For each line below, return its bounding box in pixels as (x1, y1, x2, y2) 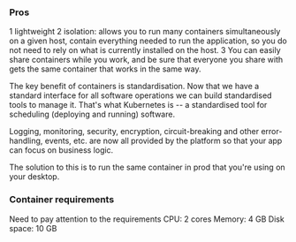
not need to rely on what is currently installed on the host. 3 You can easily (9, 45, 281, 56)
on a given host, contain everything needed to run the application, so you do (9, 35, 287, 46)
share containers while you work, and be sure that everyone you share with (9, 55, 284, 65)
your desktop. (9, 171, 60, 182)
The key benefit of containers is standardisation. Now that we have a (9, 81, 260, 92)
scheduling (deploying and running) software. (9, 109, 175, 120)
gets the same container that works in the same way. (9, 64, 201, 74)
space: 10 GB (9, 223, 57, 233)
